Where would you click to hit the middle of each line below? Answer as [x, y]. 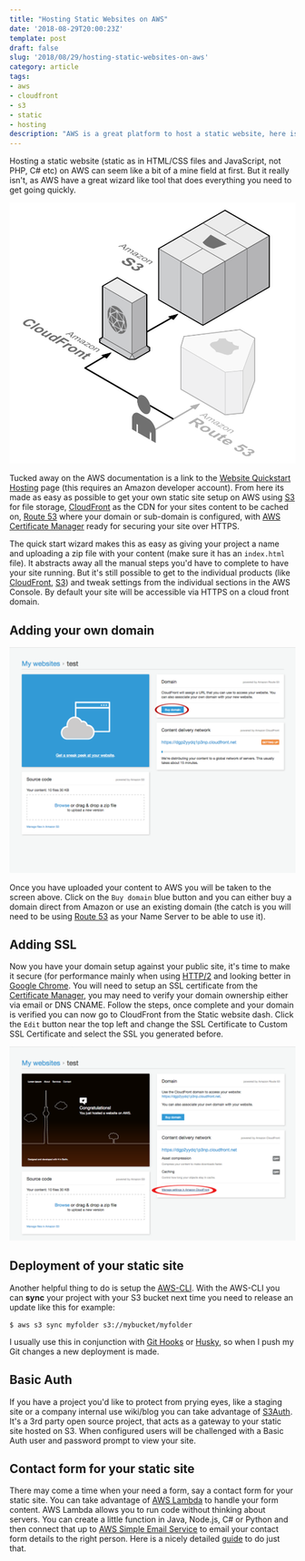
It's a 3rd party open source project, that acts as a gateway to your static [146, 1421]
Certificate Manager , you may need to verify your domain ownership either [149, 996]
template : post [38, 38]
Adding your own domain [82, 630]
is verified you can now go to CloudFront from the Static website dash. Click [152, 1015]
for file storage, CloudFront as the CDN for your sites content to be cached [149, 507]
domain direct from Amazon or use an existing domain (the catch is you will [150, 907]
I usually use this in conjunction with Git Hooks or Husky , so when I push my [152, 1341]
